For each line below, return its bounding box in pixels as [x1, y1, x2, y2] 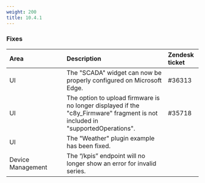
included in [67, 117, 99, 125]
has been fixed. [67, 142, 111, 150]
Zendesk [167, 50, 194, 59]
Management [9, 163, 48, 171]
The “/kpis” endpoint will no [67, 151, 145, 160]
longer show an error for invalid [67, 159, 157, 168]
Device [9, 155, 29, 163]
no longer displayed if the [67, 101, 140, 110]
